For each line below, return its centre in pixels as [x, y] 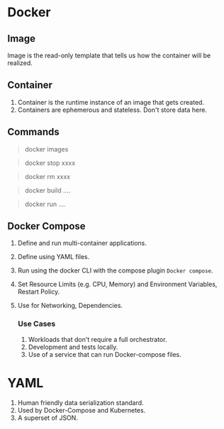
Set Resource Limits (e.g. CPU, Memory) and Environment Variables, [117, 285]
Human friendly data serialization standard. [80, 402]
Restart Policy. [39, 292]
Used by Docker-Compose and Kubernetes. [82, 410]
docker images [46, 149]
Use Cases [37, 324]
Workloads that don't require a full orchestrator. [97, 339]
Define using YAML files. [54, 257]
